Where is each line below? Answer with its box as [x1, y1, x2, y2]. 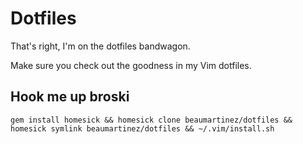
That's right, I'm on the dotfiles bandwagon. [10, 40, 191, 52]
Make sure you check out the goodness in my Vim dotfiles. [10, 59, 252, 71]
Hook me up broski [10, 88, 130, 106]
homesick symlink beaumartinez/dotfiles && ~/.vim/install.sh [10, 123, 275, 134]
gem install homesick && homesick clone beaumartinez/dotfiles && [10, 115, 293, 125]
